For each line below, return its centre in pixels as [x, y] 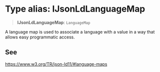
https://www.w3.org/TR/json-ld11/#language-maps [56, 64]
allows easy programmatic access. [40, 37]
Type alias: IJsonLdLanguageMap [75, 9]
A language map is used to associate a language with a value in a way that [80, 32]
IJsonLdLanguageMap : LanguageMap [54, 22]
